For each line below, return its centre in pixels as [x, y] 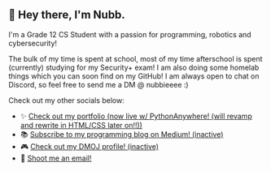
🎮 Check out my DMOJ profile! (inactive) [90, 146]
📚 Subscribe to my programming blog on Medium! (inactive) [122, 134]
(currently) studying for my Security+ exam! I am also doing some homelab [134, 67]
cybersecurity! [33, 43]
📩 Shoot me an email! [56, 158]
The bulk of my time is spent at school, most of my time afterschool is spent [135, 58]
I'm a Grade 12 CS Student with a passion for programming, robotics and [130, 34]
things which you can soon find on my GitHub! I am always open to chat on [134, 76]
